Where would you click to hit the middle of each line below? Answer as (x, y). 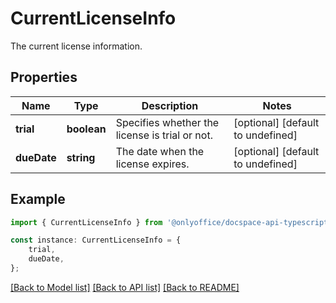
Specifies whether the (167, 122)
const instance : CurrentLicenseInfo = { (96, 240)
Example (38, 199)
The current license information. (76, 46)
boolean (86, 129)
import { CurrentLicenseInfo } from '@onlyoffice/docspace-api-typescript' (171, 222)
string (81, 157)
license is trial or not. (164, 135)
